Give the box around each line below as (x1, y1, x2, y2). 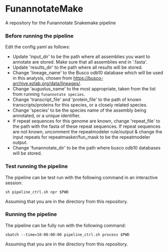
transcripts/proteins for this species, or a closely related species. (12, 102, 148, 108)
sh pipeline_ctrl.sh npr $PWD (5, 189, 69, 194)
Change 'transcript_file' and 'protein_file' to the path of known (12, 96, 142, 103)
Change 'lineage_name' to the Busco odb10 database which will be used (12, 70, 163, 76)
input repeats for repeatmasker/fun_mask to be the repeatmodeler (12, 134, 150, 140)
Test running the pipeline (5, 163, 68, 170)
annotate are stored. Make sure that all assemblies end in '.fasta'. (12, 59, 148, 65)
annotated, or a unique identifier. (12, 113, 81, 119)
